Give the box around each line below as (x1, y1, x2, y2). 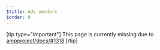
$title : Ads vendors (6, 8, 58, 15)
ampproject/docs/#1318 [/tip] (6, 37, 78, 44)
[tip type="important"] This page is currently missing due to (6, 30, 154, 37)
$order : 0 (6, 14, 31, 20)
